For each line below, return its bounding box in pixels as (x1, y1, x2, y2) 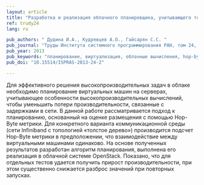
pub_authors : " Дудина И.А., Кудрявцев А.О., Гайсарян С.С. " (6, 37, 167, 43)
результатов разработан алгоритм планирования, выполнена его (6, 146, 176, 153)
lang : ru (6, 25, 29, 32)
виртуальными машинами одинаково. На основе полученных (6, 139, 167, 146)
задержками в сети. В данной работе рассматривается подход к (6, 107, 175, 114)
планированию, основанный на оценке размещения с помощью (6, 113, 174, 121)
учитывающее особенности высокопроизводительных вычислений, (6, 94, 183, 101)
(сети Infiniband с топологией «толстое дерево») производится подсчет (6, 126, 193, 133)
